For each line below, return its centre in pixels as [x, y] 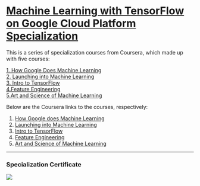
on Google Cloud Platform [71, 23]
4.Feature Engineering [33, 89]
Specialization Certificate [44, 164]
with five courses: [28, 59]
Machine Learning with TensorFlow [95, 11]
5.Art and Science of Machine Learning [54, 95]
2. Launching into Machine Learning [50, 76]
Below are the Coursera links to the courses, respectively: [77, 107]
